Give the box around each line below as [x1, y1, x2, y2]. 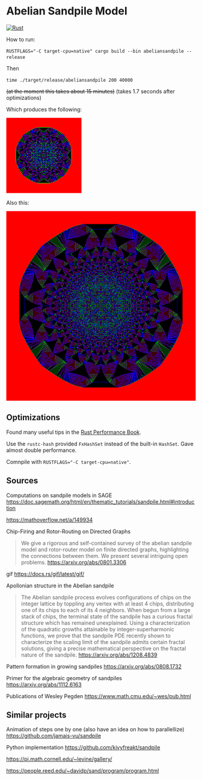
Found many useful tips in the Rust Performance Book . [6, 429, 141, 436]
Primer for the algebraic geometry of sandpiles [6, 674, 122, 681]
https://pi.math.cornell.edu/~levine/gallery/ [6, 755, 112, 763]
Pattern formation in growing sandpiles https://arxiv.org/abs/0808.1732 [6, 663, 182, 670]
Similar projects [6, 710, 67, 720]
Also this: [6, 199, 29, 206]
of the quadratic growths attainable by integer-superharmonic [20, 625, 174, 633]
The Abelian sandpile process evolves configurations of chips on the [20, 593, 191, 601]
